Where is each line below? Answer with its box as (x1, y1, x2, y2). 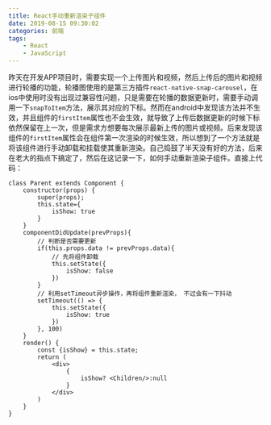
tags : (8, 34, 27, 43)
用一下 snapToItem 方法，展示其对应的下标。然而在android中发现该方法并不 (8, 102, 254, 112)
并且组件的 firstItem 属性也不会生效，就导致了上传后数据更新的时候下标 (22, 113, 261, 122)
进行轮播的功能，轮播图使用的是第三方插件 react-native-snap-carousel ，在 (8, 82, 258, 92)
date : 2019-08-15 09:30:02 (8, 19, 99, 27)
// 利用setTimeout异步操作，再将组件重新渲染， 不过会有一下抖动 (37, 290, 232, 298)
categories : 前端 (8, 27, 65, 35)
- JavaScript (23, 49, 67, 57)
